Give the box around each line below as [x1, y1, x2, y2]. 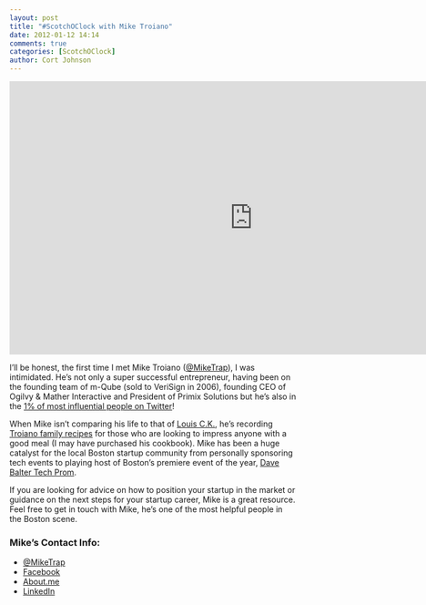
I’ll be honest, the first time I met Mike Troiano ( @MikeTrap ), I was [9, 362, 255, 373]
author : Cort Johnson [9, 56, 92, 65]
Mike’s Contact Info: [9, 536, 100, 549]
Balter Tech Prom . [9, 467, 77, 477]
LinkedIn [22, 586, 56, 597]
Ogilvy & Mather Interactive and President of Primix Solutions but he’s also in [9, 391, 297, 402]
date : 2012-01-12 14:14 [9, 30, 100, 39]
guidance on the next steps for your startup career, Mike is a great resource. [9, 494, 296, 505]
